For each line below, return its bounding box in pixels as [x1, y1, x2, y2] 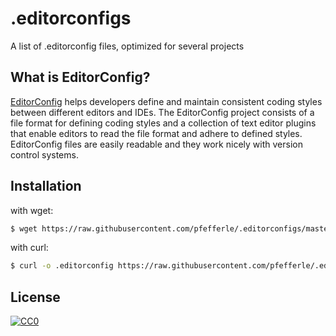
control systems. [10, 148, 79, 161]
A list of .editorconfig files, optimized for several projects [10, 40, 245, 52]
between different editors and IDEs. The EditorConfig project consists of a [10, 106, 315, 118]
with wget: [10, 204, 54, 216]
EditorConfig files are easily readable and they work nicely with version [10, 138, 303, 150]
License [10, 288, 61, 306]
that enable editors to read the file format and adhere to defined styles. [10, 127, 303, 139]
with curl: [10, 242, 49, 254]
